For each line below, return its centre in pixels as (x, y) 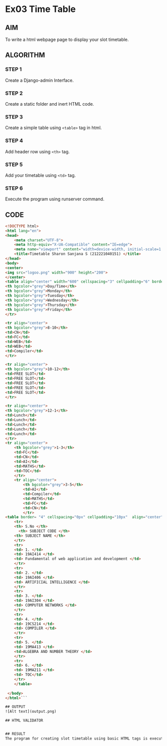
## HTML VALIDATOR (24, 721)
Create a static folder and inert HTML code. (50, 104)
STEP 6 (14, 188)
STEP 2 (14, 93)
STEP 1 (13, 69)
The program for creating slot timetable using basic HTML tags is (77, 739)
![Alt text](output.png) (31, 712)
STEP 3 (14, 117)
